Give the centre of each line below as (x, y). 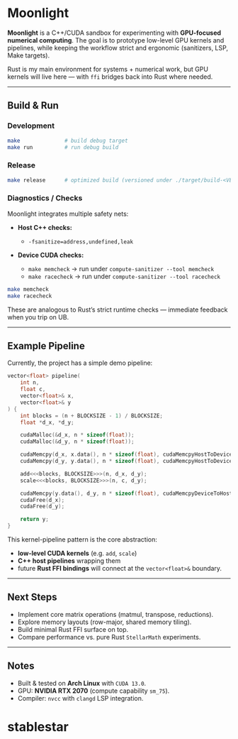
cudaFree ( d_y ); (42, 507)
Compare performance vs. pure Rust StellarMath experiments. (109, 637)
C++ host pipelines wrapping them (69, 561)
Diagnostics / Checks (45, 198)
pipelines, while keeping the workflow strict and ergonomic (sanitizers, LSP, (118, 48)
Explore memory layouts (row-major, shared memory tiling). (104, 622)
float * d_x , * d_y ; (47, 422)
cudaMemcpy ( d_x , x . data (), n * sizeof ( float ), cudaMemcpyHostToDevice (126, 455)
